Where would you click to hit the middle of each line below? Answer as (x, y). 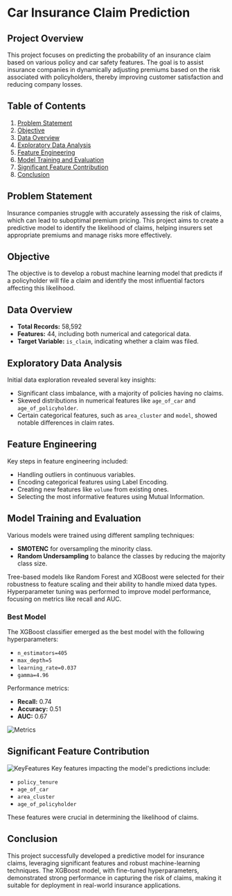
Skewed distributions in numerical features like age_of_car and (106, 401)
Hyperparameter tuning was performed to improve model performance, (109, 591)
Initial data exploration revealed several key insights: (82, 380)
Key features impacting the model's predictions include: (131, 768)
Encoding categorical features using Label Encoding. (92, 482)
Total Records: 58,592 (49, 326)
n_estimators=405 (42, 653)
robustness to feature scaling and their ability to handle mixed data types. (112, 584)
